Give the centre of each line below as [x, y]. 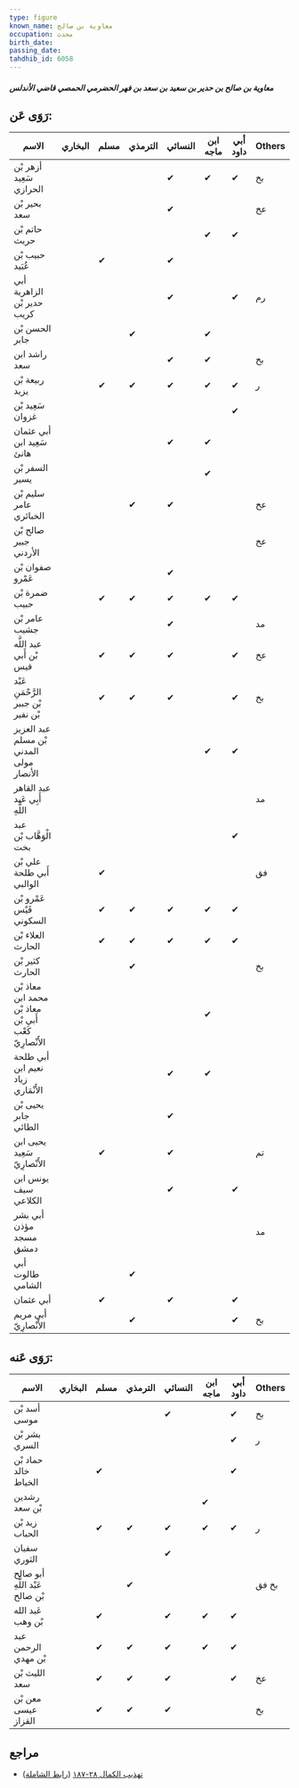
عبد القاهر [32, 788]
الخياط [26, 1482]
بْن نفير [27, 715]
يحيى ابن [30, 1141]
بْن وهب [28, 1622]
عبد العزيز [32, 729]
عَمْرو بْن [30, 898]
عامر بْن [28, 618]
